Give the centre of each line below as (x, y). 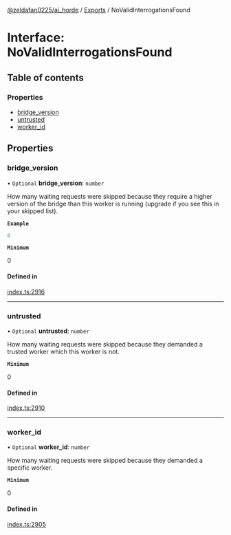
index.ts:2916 (26, 292)
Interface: (36, 38)
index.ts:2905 (26, 524)
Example (18, 223)
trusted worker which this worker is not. (64, 351)
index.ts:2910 (26, 408)
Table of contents (45, 77)
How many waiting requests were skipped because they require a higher (110, 196)
